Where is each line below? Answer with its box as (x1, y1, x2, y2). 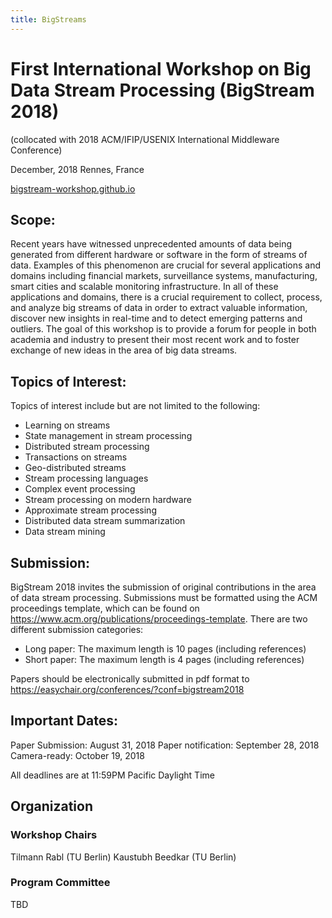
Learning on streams (24, 419, 111, 431)
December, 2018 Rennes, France (10, 163, 145, 175)
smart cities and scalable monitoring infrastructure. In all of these (10, 281, 279, 293)
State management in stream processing (24, 430, 193, 442)
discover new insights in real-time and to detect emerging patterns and (10, 312, 303, 325)
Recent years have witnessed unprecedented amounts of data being (10, 238, 293, 250)
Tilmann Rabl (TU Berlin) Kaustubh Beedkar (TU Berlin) (10, 851, 237, 863)
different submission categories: (10, 624, 144, 635)
